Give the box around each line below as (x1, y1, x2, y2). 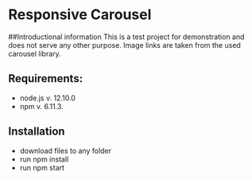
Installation (8, 125, 65, 139)
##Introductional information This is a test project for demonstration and (8, 32, 245, 41)
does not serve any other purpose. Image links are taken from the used (8, 40, 241, 49)
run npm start (19, 162, 65, 172)
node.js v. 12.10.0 (19, 93, 76, 103)
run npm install (19, 154, 69, 164)
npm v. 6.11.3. (19, 101, 64, 111)
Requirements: (8, 72, 83, 85)
